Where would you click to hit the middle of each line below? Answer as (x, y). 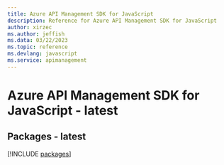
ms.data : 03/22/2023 (38, 41)
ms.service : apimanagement (47, 60)
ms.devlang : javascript (43, 54)
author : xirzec (30, 27)
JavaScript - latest (63, 110)
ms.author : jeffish (36, 34)
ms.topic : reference (38, 47)
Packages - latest (47, 137)
